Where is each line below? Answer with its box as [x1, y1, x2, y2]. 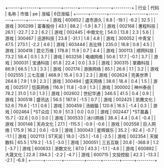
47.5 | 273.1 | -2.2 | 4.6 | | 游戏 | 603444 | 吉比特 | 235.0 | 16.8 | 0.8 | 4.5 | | [5, 42, 155, 47]
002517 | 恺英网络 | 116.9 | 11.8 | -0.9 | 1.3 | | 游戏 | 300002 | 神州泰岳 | [13, 84, 154, 90]
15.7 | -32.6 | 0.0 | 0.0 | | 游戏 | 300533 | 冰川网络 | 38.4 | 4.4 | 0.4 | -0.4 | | [5, 115, 156, 120]
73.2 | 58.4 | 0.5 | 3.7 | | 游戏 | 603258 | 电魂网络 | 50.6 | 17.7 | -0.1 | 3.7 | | [5, 54, 153, 59]
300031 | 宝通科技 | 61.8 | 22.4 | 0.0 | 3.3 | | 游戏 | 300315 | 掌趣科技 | [13, 60, 153, 66]
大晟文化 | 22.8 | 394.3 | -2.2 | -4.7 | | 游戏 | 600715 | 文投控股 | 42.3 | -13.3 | [5, 152, 159, 157]
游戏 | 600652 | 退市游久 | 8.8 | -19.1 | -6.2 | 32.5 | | [53, 17, 156, 23]
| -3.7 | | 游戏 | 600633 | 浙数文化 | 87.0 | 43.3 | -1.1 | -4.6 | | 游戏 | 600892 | [5, 145, 157, 151]
